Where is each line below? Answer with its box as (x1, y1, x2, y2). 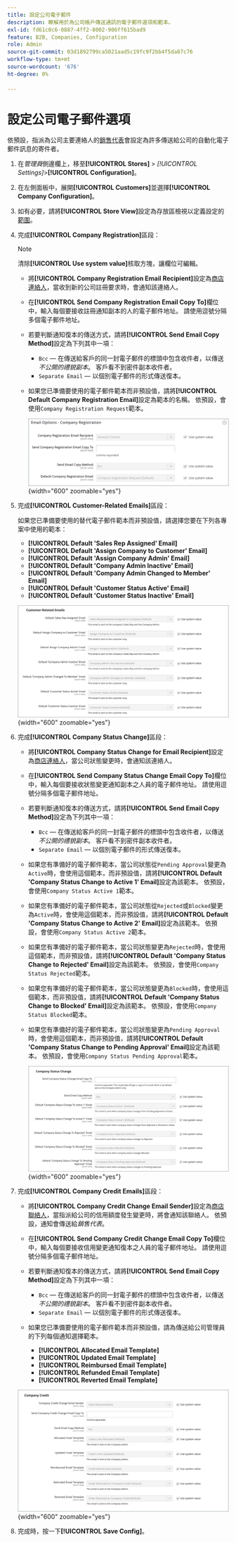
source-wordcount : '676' (7, 63, 80, 70)
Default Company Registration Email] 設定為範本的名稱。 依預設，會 (27, 396, 227, 404)
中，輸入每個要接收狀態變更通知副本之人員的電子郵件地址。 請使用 (27, 780, 221, 789)
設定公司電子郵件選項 (7, 111, 131, 127)
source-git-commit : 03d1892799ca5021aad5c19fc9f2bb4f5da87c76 (7, 48, 193, 56)
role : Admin (7, 41, 42, 48)
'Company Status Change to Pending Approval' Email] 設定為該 (27, 1042, 214, 1051)
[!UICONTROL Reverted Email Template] (38, 1376, 158, 1385)
